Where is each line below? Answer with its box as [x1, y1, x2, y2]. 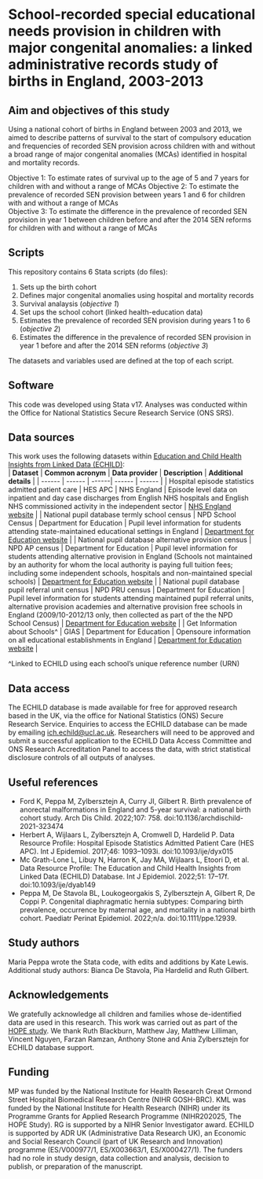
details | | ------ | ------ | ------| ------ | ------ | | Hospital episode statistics [8, 477, 254, 486]
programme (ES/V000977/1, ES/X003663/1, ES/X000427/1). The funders [8, 1144, 243, 1154]
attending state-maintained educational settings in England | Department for [8, 527, 254, 536]
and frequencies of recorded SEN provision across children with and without [8, 142, 256, 150]
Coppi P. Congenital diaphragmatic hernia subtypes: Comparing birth [19, 897, 243, 906]
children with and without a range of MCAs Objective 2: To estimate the [8, 182, 239, 190]
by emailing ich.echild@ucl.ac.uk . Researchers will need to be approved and [8, 728, 255, 737]
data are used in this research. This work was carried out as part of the [8, 1017, 238, 1027]
